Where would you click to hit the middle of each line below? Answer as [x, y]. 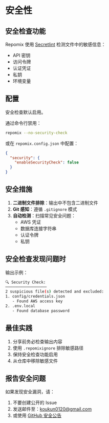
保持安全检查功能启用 [35, 354]
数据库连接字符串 [38, 228]
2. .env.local [20, 306]
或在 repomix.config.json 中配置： [42, 143]
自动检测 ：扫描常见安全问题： [44, 215]
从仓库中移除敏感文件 [35, 361]
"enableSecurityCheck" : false [47, 162]
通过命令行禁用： [23, 123]
